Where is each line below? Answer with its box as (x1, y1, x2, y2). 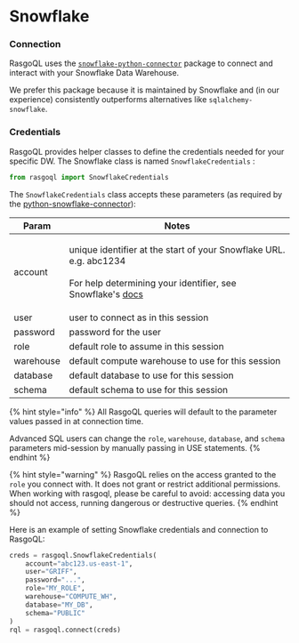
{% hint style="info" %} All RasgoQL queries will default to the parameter (9, 406, 278, 417)
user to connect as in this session (69, 311, 209, 324)
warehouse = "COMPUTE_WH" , (25, 592, 117, 601)
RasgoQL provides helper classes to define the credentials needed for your (9, 146, 285, 157)
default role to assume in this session (69, 340, 224, 352)
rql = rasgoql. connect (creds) (9, 625, 122, 634)
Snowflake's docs (69, 287, 144, 300)
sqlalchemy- (208, 96, 254, 105)
